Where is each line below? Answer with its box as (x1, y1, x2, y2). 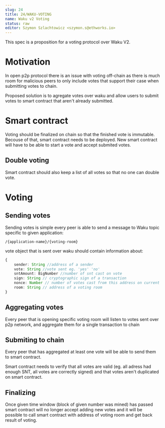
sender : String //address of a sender (14, 262, 94, 267)
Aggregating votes (5, 303, 64, 312)
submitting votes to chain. (5, 83, 58, 89)
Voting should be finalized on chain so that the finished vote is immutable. (5, 132, 155, 137)
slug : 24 (5, 7, 23, 12)
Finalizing (5, 388, 36, 397)
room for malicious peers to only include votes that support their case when (5, 78, 159, 84)
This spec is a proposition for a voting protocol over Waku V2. (5, 39, 131, 45)
